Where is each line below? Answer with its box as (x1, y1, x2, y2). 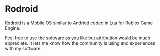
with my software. (5, 45, 42, 51)
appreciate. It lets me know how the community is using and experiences (5, 40, 156, 46)
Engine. (5, 25, 21, 31)
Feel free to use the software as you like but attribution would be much (5, 35, 151, 41)
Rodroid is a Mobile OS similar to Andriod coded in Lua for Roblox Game (5, 20, 153, 26)
